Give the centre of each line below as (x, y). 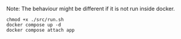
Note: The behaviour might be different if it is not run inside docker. (91, 9)
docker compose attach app (41, 30)
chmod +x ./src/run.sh (35, 20)
